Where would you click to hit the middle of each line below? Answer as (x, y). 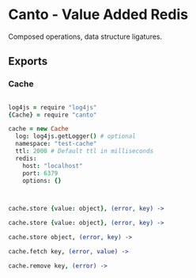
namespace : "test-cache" (56, 144)
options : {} (42, 181)
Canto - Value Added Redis (98, 15)
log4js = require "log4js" (53, 107)
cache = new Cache (38, 129)
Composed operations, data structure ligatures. (85, 36)
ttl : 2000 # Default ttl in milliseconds (85, 151)
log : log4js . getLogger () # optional (75, 136)
